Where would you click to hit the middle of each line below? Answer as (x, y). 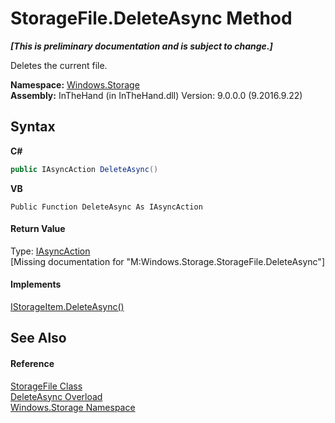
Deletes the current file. (59, 65)
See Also (38, 338)
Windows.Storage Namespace (73, 407)
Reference (32, 364)
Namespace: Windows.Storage (75, 84)
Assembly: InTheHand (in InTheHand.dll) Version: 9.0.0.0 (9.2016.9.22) (156, 95)
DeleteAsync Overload (56, 396)
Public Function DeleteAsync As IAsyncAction (106, 207)
